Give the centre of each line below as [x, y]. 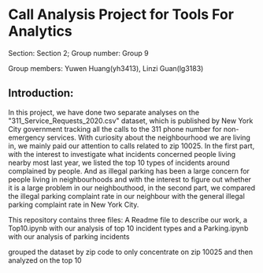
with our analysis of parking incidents [69, 236]
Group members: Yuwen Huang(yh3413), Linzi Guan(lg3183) [106, 68]
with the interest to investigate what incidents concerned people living [122, 154]
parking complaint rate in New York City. [74, 204]
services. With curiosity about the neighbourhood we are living [148, 137]
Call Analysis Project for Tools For [121, 15]
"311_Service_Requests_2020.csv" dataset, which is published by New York [131, 121]
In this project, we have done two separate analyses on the [104, 112]
